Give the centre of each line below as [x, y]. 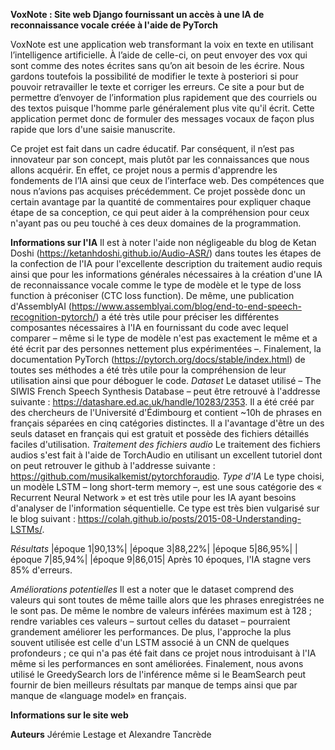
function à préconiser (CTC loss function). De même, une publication [152, 295]
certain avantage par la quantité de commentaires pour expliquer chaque [161, 202]
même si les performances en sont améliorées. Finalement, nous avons [157, 663]
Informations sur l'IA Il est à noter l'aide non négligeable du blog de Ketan [163, 242]
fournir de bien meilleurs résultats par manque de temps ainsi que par [154, 685]
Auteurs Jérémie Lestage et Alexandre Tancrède [111, 734]
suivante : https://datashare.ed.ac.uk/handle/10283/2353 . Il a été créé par [162, 402]
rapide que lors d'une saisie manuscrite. [93, 129]
